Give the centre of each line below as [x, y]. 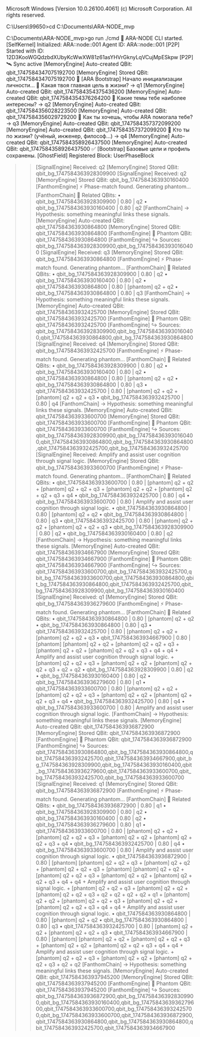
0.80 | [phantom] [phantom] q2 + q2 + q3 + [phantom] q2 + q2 [113, 863]
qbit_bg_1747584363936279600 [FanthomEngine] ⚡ [100, 604]
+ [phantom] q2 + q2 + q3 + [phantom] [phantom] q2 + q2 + [110, 869]
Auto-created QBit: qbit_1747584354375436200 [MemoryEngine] [87, 91]
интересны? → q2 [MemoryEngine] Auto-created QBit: [74, 104]
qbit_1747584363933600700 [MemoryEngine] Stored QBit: [108, 416]
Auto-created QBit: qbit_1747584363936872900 [95, 727]
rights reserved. [26, 15]
